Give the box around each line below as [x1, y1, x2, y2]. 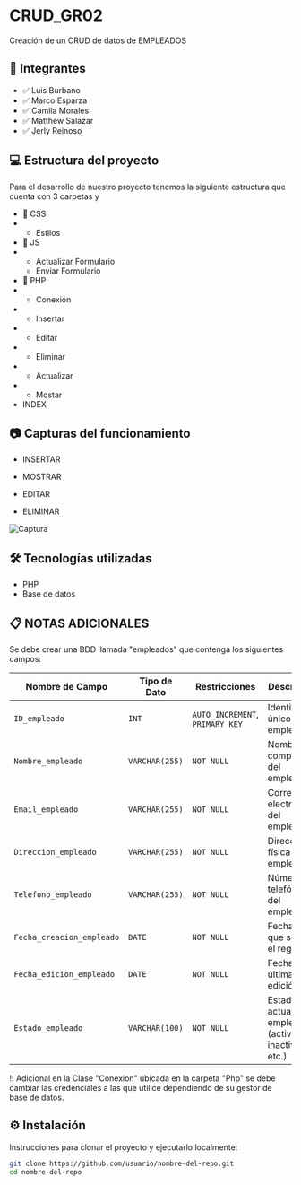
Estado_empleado [13, 1024, 83, 1033]
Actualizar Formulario [35, 256, 116, 266]
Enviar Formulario [35, 266, 101, 276]
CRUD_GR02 [9, 5, 103, 26]
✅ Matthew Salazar [21, 115, 94, 126]
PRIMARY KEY [192, 719, 244, 729]
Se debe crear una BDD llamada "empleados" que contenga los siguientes [9, 644, 284, 655]
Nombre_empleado [13, 756, 83, 766]
